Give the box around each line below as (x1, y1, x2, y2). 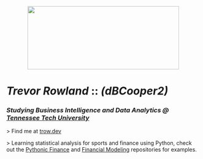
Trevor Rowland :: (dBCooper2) (6, 84, 169, 98)
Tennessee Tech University (6, 114, 90, 122)
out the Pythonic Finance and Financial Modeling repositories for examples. (6, 146, 197, 153)
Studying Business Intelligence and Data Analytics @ (6, 106, 169, 115)
